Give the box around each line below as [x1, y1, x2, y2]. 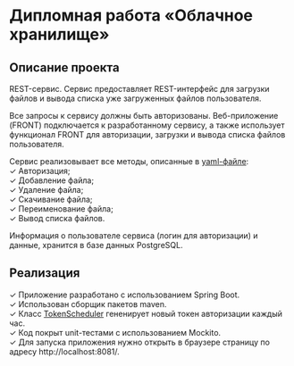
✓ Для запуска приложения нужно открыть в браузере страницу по [9, 337, 271, 347]
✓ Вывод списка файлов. [9, 213, 105, 223]
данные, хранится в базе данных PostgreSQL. [9, 240, 183, 250]
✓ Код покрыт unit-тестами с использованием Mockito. [9, 327, 222, 337]
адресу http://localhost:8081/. [9, 345, 121, 357]
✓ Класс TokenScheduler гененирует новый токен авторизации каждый [9, 308, 283, 319]
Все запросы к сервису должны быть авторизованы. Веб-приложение [9, 111, 279, 121]
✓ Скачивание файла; [9, 194, 93, 204]
